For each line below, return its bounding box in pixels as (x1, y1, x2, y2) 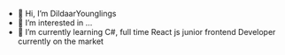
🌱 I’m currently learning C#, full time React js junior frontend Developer (17, 27, 276, 37)
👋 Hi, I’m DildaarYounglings (17, 9, 117, 18)
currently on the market (17, 36, 104, 46)
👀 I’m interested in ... (17, 17, 93, 28)
